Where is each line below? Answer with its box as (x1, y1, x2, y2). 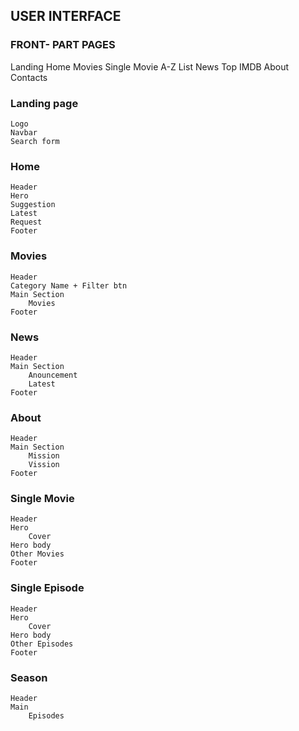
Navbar (10, 127, 38, 138)
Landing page (10, 96, 79, 110)
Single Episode (10, 581, 85, 595)
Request (10, 217, 43, 228)
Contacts (10, 71, 48, 83)
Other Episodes (10, 639, 74, 649)
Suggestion (10, 200, 56, 210)
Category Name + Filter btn (10, 280, 128, 291)
